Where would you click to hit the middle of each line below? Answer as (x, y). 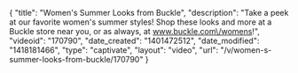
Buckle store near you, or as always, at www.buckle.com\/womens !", (134, 31)
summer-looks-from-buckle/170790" (76, 59)
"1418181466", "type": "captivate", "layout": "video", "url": (114, 50)
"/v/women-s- (246, 50)
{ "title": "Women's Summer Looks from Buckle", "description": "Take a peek (149, 13)
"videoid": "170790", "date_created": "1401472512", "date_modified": (134, 40)
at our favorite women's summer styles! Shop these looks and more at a (141, 22)
